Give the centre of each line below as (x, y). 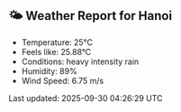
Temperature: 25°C (57, 42)
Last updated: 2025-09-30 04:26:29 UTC (86, 98)
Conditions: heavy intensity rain (80, 61)
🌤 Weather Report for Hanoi (90, 16)
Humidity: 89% (49, 70)
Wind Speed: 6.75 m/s (63, 80)
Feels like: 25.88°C (56, 51)
